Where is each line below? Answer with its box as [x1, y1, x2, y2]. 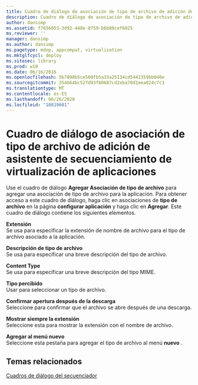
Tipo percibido [6, 280, 43, 287]
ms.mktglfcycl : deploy [6, 52, 62, 58]
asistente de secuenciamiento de [6, 152, 172, 166]
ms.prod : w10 [6, 63, 38, 70]
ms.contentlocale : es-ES [6, 91, 67, 97]
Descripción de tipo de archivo [6, 245, 83, 252]
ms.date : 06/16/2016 [6, 69, 57, 75]
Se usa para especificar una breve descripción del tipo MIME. [6, 269, 156, 276]
